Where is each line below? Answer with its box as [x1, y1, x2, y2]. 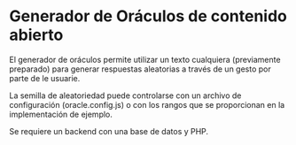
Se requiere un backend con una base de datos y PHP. [9, 126, 209, 136]
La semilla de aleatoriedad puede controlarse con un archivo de [9, 90, 242, 101]
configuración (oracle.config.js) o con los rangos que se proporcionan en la [9, 99, 285, 110]
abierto [9, 25, 64, 45]
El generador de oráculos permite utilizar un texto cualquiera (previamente [9, 54, 281, 65]
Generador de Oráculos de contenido [9, 6, 288, 27]
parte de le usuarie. [9, 72, 81, 83]
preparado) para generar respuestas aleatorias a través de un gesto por [9, 64, 272, 74]
